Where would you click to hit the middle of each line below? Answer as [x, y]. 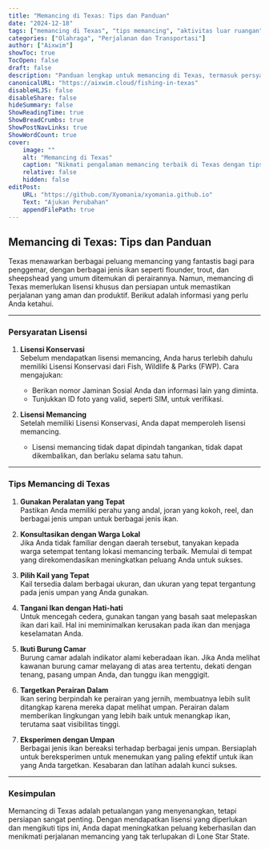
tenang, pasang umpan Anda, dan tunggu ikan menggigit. [114, 674]
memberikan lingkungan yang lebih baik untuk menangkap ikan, [125, 715]
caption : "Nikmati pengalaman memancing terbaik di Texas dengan [134, 165]
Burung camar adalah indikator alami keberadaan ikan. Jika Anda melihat [140, 657]
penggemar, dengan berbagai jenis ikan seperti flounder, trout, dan [119, 270]
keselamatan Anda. [52, 633]
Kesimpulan [32, 793]
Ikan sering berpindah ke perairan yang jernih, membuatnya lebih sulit [135, 698]
